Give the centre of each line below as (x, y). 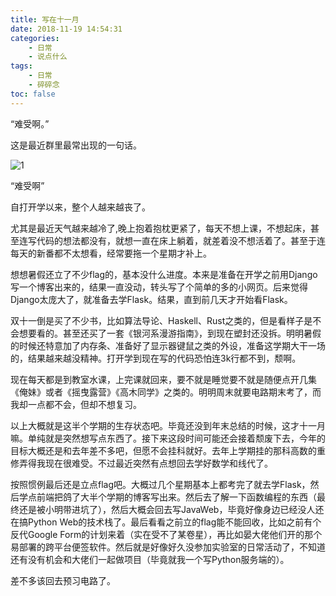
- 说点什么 (48, 57)
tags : (21, 66)
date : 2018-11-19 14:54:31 (66, 29)
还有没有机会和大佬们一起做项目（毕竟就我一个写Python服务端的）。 (150, 559)
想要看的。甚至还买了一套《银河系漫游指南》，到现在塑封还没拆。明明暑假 (170, 333)
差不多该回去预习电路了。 (63, 580)
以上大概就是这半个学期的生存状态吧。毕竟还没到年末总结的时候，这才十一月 (168, 425)
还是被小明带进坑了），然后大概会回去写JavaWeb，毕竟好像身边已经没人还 (171, 509)
